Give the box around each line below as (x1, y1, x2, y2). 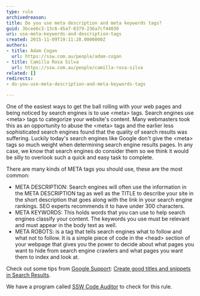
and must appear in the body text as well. (14, 222, 117, 228)
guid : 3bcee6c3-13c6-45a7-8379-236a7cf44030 (6, 25, 119, 32)
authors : (6, 43, 28, 49)
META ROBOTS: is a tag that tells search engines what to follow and (14, 228, 183, 235)
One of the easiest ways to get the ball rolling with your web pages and (6, 103, 181, 110)
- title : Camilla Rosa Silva (6, 59, 79, 65)
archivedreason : (6, 14, 47, 20)
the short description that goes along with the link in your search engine (14, 196, 193, 203)
